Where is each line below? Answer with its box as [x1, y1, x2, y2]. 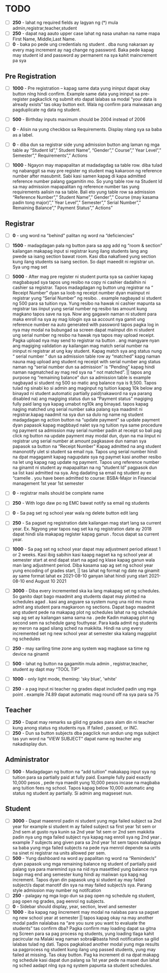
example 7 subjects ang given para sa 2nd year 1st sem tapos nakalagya [12, 839, 161, 845]
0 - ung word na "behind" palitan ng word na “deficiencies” [12, 233, 135, 239]
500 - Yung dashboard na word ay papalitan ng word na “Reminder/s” [12, 855, 157, 861]
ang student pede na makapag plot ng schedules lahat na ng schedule [12, 609, 157, 615]
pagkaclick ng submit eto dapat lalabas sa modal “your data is [29, 96, 157, 102]
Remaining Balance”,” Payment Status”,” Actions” [12, 205, 113, 211]
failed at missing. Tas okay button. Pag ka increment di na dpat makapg [12, 952, 160, 958]
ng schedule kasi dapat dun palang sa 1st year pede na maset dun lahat [12, 957, 160, 963]
